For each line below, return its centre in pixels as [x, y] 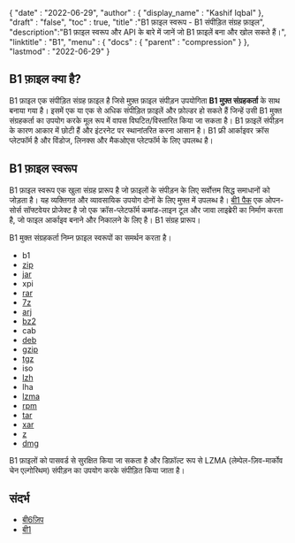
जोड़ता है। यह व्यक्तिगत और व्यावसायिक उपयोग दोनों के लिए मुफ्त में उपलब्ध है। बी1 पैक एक [136, 200]
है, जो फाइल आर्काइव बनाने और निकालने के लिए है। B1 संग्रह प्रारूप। [105, 219]
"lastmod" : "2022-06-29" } [60, 51]
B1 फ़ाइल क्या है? [45, 79]
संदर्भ [19, 499]
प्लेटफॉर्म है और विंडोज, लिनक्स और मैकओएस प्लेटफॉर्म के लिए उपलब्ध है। [111, 140]
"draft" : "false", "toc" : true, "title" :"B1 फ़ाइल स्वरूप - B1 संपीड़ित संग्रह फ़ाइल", [137, 22]
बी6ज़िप [33, 520]
